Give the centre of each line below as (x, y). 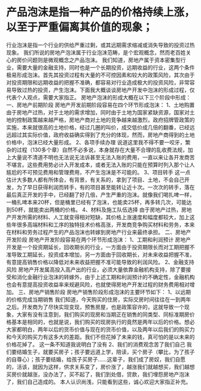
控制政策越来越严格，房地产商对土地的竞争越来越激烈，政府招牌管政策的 (106, 120)
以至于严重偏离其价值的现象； (80, 27)
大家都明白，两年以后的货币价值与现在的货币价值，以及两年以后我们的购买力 (100, 329)
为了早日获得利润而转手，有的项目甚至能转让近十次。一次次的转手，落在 (106, 187)
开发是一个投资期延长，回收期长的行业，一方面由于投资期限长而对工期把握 (98, 247)
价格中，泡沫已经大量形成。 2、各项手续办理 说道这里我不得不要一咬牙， (96, 142)
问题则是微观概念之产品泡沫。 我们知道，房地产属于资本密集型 (103, 60)
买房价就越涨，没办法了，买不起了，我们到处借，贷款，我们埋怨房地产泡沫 (98, 374)
